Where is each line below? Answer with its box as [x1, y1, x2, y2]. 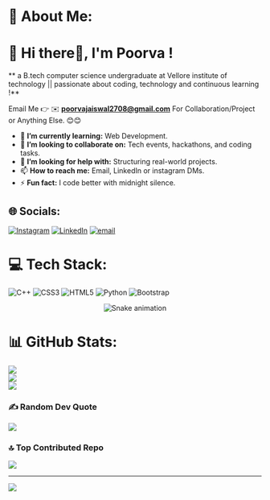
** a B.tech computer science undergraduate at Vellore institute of [8, 71, 227, 81]
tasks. [19, 148, 40, 158]
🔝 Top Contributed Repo [8, 442, 104, 453]
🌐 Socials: [8, 205, 61, 218]
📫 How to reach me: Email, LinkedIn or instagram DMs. [19, 166, 205, 176]
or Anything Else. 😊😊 [8, 116, 82, 126]
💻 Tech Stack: [8, 255, 108, 274]
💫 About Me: [8, 7, 93, 26]
